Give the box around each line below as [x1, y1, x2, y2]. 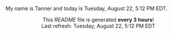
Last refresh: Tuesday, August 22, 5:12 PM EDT [41, 23, 155, 29]
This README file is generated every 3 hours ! [42, 16, 154, 23]
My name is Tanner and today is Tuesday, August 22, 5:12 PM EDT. [5, 5, 168, 12]
